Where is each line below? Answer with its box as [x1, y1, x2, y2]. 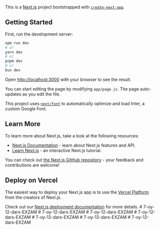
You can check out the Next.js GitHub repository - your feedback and [5, 157, 144, 163]
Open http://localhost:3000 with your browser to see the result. [5, 76, 132, 82]
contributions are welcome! [5, 162, 60, 168]
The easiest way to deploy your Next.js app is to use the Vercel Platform [5, 189, 149, 195]
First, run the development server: [5, 31, 73, 37]
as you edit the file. [22, 91, 61, 97]
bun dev [5, 68, 21, 73]
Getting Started [5, 18, 53, 26]
